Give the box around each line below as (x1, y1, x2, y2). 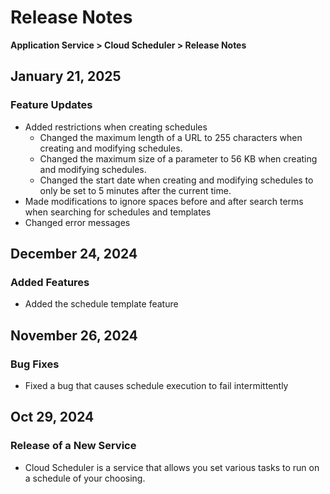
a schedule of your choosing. (24, 472, 146, 484)
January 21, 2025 (10, 68, 122, 85)
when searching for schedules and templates (24, 206, 212, 218)
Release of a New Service (10, 439, 137, 453)
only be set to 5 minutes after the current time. (39, 184, 232, 196)
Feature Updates (10, 98, 93, 112)
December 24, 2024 (10, 246, 138, 263)
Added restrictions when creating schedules (24, 121, 208, 133)
